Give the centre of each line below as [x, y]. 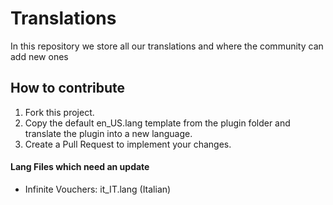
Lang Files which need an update [80, 167]
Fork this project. [59, 112]
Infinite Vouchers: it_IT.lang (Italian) [98, 189]
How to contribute [68, 88]
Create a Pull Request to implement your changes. [128, 144]
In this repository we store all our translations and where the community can [167, 46]
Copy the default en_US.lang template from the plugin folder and [157, 123]
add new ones [39, 56]
